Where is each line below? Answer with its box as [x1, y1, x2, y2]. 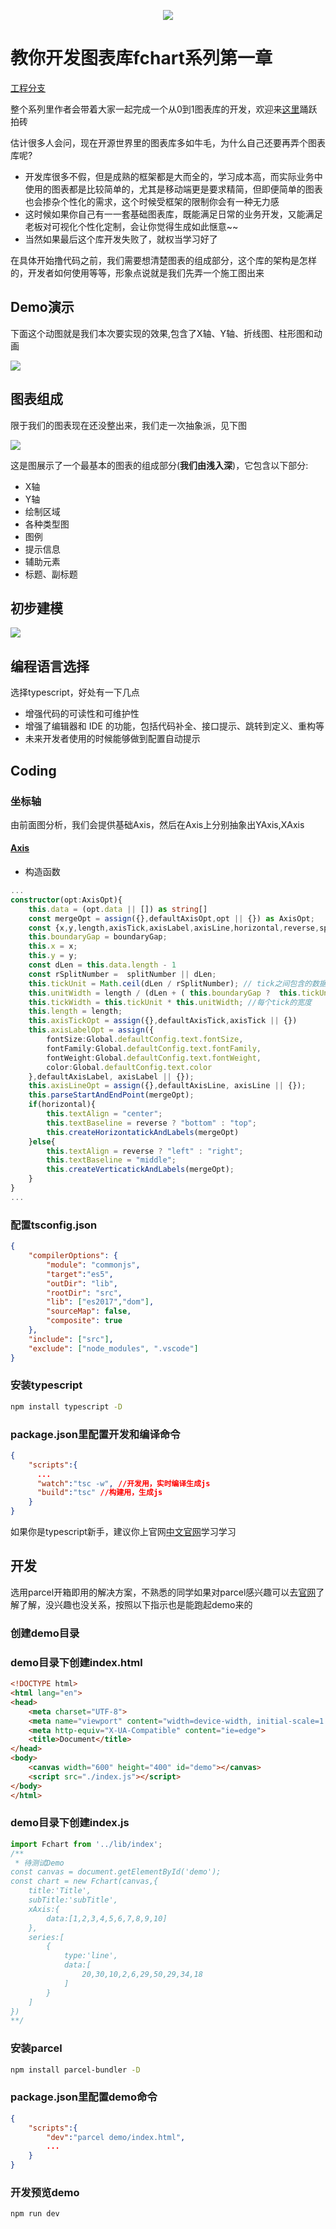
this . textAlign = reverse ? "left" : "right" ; [46, 1146, 244, 1156]
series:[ [28, 1932, 65, 1942]
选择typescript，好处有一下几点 [10, 686, 140, 699]
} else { [28, 1136, 56, 1147]
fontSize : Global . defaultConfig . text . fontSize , [46, 1035, 244, 1045]
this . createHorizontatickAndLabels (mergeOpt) [46, 1127, 240, 1137]
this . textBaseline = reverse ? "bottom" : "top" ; [46, 1118, 257, 1128]
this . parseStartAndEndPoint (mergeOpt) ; [28, 1090, 195, 1100]
